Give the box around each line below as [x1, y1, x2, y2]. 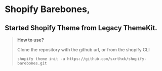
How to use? [17, 37, 44, 43]
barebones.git [17, 61, 47, 66]
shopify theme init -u [17, 56, 65, 61]
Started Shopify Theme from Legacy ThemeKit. [5, 24, 157, 32]
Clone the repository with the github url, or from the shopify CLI [17, 47, 150, 52]
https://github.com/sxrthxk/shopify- [67, 56, 147, 61]
